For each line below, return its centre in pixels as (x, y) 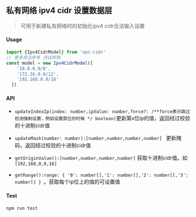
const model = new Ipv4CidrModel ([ (50, 63)
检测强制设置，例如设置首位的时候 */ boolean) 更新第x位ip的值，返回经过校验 (102, 118)
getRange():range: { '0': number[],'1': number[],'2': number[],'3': (102, 175)
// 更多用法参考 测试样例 (33, 58)
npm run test (22, 208)
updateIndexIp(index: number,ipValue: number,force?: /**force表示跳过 (102, 112)
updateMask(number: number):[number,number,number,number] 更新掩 (98, 138)
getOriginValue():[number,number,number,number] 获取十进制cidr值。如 (101, 158)
